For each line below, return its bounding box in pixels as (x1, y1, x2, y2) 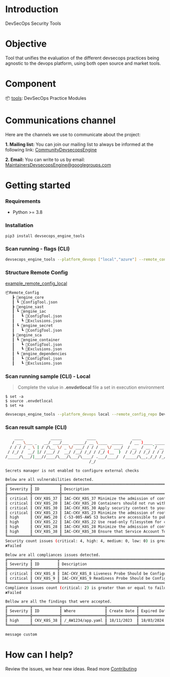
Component (5, 78, 57, 90)
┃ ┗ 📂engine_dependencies (12, 351, 67, 357)
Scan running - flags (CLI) (5, 245, 70, 252)
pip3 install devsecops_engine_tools (5, 233, 85, 239)
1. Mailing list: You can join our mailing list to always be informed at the (5, 141, 154, 147)
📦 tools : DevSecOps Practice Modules (5, 95, 87, 101)
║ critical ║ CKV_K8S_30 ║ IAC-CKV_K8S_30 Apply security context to (5, 505, 155, 510)
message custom (5, 632, 37, 637)
